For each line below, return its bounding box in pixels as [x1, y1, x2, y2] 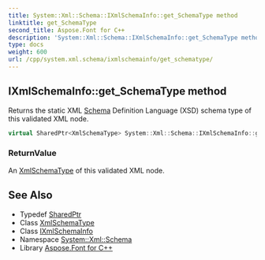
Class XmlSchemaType [19, 217, 95, 227]
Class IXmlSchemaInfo [19, 226, 93, 236]
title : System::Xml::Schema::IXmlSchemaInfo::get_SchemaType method [8, 11, 238, 20]
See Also [8, 188, 53, 202]
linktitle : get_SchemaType [8, 19, 97, 27]
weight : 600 [8, 48, 47, 56]
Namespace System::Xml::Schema [19, 234, 132, 244]
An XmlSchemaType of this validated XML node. [8, 165, 165, 175]
